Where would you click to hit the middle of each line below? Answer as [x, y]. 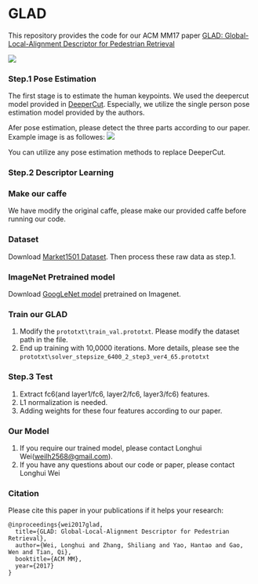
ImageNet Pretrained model [62, 277]
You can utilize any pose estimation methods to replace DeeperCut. [117, 152]
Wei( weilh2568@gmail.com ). [66, 456]
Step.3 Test [31, 377]
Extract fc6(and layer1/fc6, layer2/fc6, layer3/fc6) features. [114, 394]
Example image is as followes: [57, 137]
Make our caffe [38, 194]
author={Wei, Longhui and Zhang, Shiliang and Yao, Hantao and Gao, [129, 546]
